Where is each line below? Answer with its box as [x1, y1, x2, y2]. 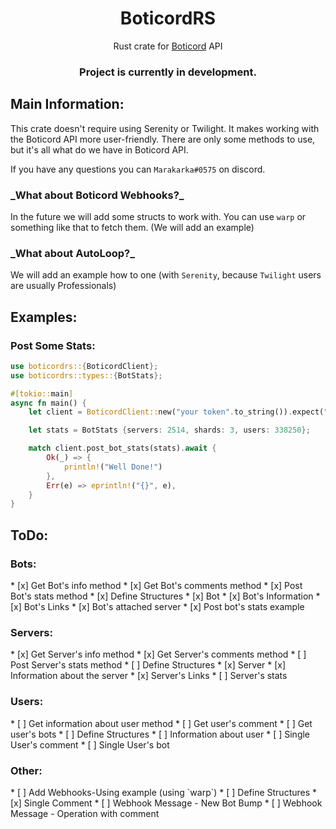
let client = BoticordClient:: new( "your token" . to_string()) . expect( [28, 407, 325, 417]
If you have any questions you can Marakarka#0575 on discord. [10, 163, 266, 175]
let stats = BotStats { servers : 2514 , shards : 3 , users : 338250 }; [28, 425, 311, 436]
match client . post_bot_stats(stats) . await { [28, 443, 217, 454]
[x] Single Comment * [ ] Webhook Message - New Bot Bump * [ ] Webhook [10, 797, 323, 809]
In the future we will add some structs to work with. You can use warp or [10, 210, 307, 222]
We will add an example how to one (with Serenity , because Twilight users [10, 269, 322, 281]
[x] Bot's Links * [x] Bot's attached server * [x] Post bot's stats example [10, 601, 305, 613]
